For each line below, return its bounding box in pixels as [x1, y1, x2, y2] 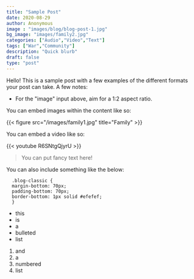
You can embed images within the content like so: [6, 107, 131, 114]
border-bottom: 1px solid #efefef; [12, 193, 102, 200]
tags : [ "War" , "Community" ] [6, 43, 75, 49]
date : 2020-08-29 [6, 15, 51, 21]
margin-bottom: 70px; [12, 183, 67, 189]
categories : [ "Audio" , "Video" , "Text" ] [6, 37, 105, 43]
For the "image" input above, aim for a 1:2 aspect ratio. [15, 95, 153, 102]
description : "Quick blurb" [6, 49, 78, 55]
